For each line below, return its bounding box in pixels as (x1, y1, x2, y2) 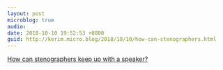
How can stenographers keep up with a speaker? (7, 55, 148, 63)
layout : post (7, 10, 45, 17)
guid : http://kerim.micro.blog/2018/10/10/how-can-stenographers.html (7, 36, 217, 43)
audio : (7, 23, 26, 30)
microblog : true (7, 17, 54, 24)
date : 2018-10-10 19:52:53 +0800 (7, 29, 105, 37)
